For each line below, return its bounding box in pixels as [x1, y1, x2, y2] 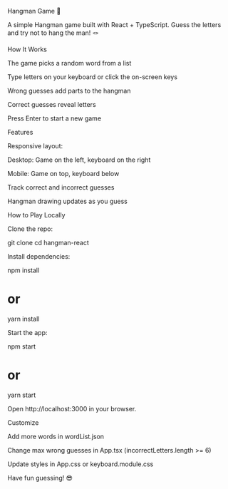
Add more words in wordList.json [7, 432, 105, 441]
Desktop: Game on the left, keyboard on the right [7, 155, 151, 164]
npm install [7, 266, 40, 274]
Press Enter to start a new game [7, 114, 102, 123]
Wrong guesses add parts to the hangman [7, 86, 131, 95]
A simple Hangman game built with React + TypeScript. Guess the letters [7, 21, 222, 29]
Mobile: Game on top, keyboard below [7, 170, 120, 177]
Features [7, 128, 33, 136]
